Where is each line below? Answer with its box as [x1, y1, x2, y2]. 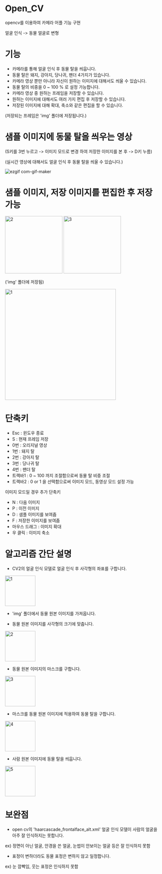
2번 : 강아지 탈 [12, 454, 40, 460]
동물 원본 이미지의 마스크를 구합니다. [12, 666, 81, 672]
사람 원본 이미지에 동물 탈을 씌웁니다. [12, 756, 82, 762]
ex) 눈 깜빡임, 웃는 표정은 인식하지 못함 [5, 863, 79, 869]
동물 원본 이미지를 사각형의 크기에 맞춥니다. [12, 621, 94, 626]
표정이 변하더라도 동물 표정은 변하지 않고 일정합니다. [12, 853, 111, 859]
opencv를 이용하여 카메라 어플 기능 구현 [5, 19, 81, 25]
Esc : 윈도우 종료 [12, 430, 44, 436]
